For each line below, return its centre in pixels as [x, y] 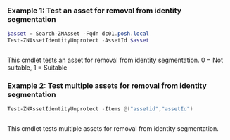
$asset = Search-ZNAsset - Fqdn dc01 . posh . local [78, 34]
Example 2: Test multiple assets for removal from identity [107, 85]
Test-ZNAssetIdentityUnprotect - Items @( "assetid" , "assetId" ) [100, 109]
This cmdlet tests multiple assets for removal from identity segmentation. [113, 129]
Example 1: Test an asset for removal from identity [94, 11]
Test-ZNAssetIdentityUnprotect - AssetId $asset [78, 41]
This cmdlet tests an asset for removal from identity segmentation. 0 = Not [115, 60]
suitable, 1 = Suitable [37, 68]
